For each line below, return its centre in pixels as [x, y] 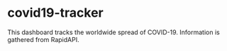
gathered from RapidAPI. [43, 39]
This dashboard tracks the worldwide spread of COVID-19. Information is [113, 32]
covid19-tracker [56, 13]
